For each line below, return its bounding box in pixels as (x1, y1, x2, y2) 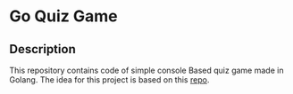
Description (9, 42, 76, 57)
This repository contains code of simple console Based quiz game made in (9, 65, 284, 75)
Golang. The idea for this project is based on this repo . (9, 74, 210, 85)
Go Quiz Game (9, 6, 118, 27)
